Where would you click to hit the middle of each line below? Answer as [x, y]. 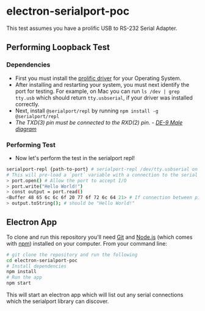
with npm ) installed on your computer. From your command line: [87, 243]
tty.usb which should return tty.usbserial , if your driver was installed [104, 97]
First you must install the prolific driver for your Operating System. [98, 78]
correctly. [27, 104]
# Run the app [24, 277]
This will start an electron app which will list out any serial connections [95, 295]
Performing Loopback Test [58, 47]
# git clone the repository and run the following [72, 255]
